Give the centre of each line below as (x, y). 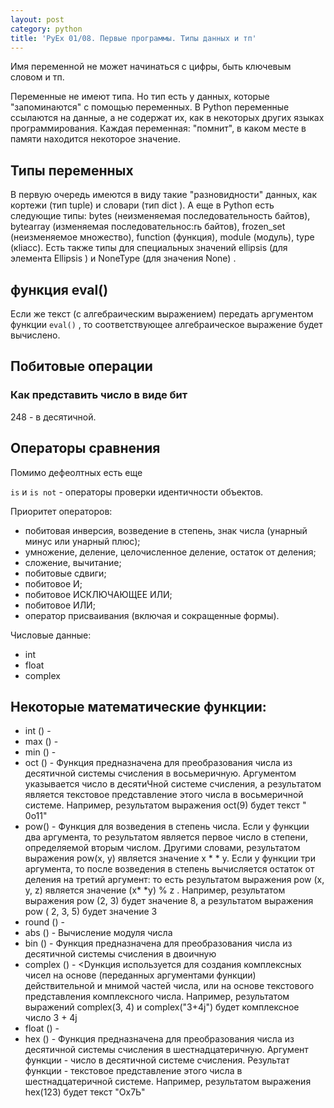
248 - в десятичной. (53, 417)
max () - (41, 742)
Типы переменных (72, 170)
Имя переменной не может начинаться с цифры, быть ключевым (151, 67)
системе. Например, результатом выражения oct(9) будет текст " (165, 805)
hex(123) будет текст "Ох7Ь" (85, 1092)
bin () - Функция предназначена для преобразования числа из (158, 943)
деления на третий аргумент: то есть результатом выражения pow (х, (174, 880)
